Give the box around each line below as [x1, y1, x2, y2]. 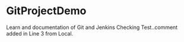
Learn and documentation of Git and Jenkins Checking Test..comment [6, 24, 178, 31]
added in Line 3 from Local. [6, 30, 74, 37]
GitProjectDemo [6, 4, 87, 18]
